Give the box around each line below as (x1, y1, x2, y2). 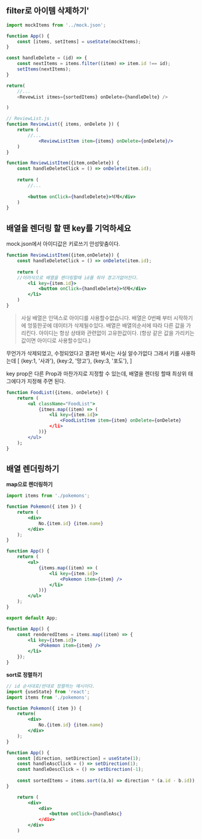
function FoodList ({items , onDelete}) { (6, 389, 109, 396)
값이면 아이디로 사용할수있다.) (20, 337, 91, 344)
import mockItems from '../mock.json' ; (6, 22, 106, 28)
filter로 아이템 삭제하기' (6, 5, 90, 16)
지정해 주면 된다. (26, 377, 66, 384)
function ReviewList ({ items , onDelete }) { (6, 121, 120, 128)
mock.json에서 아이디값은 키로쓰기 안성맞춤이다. (6, 240, 120, 248)
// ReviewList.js (6, 116, 50, 122)
